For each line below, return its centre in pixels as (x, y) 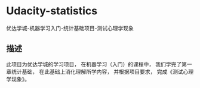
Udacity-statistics (52, 11)
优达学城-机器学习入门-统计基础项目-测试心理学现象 (70, 28)
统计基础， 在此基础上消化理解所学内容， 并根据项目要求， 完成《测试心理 (102, 71)
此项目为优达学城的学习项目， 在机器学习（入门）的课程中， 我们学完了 (94, 64)
